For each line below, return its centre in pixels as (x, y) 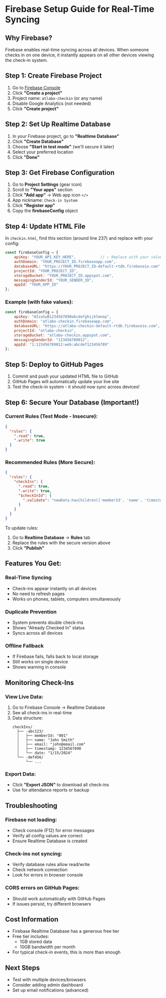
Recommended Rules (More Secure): (50, 462)
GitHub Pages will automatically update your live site (66, 382)
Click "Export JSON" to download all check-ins (61, 785)
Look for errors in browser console (47, 875)
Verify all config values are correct (47, 835)
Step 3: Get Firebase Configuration (60, 173)
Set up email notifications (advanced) (50, 990)
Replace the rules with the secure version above (61, 543)
